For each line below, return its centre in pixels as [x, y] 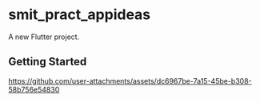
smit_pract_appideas [80, 15]
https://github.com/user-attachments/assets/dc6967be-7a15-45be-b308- [130, 80]
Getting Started [48, 62]
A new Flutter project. [44, 37]
